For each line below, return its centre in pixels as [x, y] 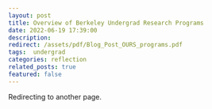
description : [30, 38]
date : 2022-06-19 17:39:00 [53, 30]
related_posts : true [42, 67]
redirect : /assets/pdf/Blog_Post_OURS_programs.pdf [95, 45]
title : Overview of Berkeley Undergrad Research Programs [106, 23]
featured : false [35, 74]
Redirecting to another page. [55, 96]
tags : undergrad [37, 52]
